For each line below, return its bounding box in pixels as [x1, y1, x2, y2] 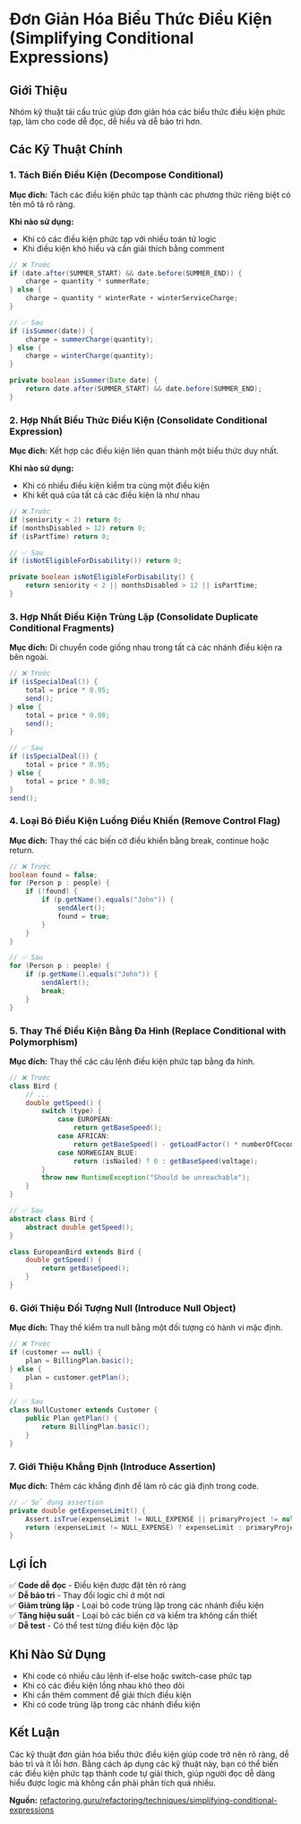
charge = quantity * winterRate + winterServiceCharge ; [25, 294, 239, 303]
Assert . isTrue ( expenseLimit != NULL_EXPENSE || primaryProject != [25, 1515, 279, 1524]
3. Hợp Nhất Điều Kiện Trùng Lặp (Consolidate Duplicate [9, 610, 259, 623]
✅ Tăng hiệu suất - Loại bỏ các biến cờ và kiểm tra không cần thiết [9, 1610, 258, 1621]
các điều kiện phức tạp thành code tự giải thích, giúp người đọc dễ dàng [9, 1768, 276, 1778]
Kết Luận [9, 1725, 60, 1741]
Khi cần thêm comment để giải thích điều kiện [21, 1690, 192, 1700]
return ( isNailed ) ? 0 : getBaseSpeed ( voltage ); [73, 1156, 259, 1165]
